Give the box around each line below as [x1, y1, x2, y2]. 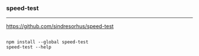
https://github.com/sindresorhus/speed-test [6, 23, 114, 30]
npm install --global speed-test [6, 39, 89, 45]
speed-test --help [6, 44, 52, 50]
